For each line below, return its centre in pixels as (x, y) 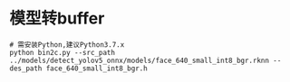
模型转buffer (57, 18)
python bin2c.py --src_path (63, 52)
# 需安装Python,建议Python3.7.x (67, 45)
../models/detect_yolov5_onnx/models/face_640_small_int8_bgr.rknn (140, 60)
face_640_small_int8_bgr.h (97, 68)
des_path (26, 68)
